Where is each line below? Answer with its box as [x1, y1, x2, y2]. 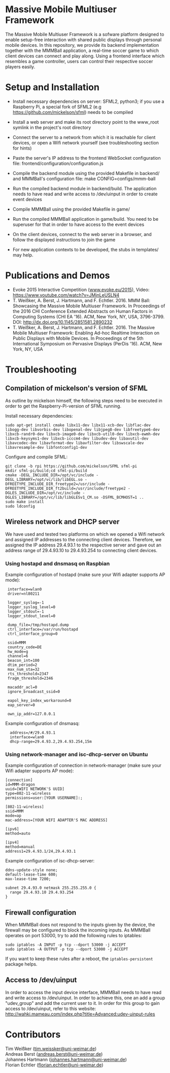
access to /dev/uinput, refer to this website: [5, 1005, 96, 1011]
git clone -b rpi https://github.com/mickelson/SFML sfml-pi [5, 463, 138, 469]
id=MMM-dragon [5, 782, 36, 787]
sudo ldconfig [5, 504, 36, 509]
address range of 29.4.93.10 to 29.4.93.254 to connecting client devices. [5, 547, 157, 553]
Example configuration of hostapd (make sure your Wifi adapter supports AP [5, 571, 165, 577]
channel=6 [7, 653, 28, 658]
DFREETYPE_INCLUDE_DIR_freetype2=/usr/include [5, 481, 106, 486]
